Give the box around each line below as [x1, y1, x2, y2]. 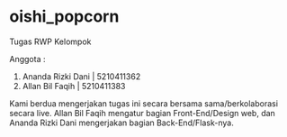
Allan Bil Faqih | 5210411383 [22, 80, 126, 91]
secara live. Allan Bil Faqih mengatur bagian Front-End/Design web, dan [9, 107, 276, 118]
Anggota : [9, 53, 46, 64]
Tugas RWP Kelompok [9, 36, 92, 47]
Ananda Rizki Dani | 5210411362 [22, 70, 141, 82]
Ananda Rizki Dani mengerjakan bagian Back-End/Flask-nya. [9, 117, 234, 128]
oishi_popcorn [9, 6, 120, 27]
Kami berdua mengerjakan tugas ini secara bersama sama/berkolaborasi [9, 97, 279, 109]
